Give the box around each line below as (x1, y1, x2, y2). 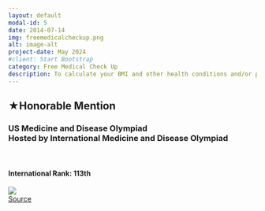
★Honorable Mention (8, 99, 116, 113)
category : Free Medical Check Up (8, 63, 118, 71)
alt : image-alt (8, 41, 58, 49)
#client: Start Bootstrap (8, 56, 93, 64)
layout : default (8, 11, 62, 20)
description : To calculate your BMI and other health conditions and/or (8, 70, 252, 78)
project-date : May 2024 (8, 48, 87, 56)
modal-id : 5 (8, 19, 47, 27)
